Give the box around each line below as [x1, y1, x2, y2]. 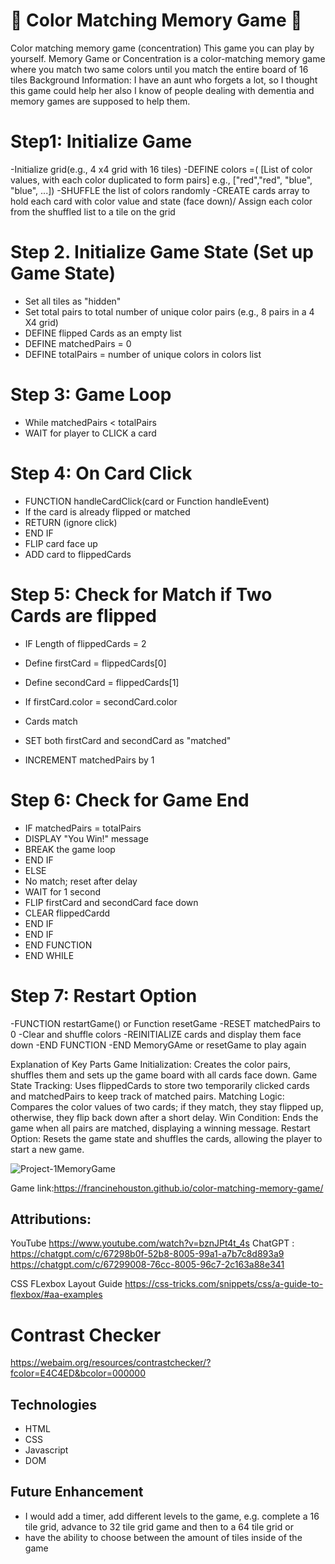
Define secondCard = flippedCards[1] [24, 676, 180, 688]
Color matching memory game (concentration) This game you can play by [10, 42, 315, 54]
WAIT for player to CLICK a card [24, 427, 157, 439]
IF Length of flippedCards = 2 [24, 637, 147, 649]
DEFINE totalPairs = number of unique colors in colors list [24, 348, 262, 360]
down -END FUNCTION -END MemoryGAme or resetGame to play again [10, 1039, 307, 1051]
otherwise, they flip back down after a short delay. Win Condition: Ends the [10, 1111, 319, 1123]
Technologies [10, 1396, 98, 1413]
